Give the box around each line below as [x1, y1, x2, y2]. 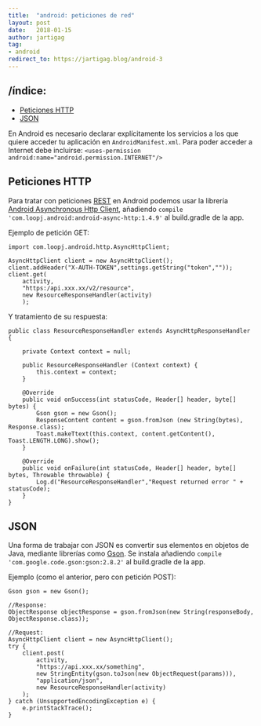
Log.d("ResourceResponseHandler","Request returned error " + [36, 478, 244, 486]
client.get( [8, 270, 47, 279]
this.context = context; [36, 368, 118, 376]
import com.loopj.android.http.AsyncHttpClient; [8, 243, 170, 251]
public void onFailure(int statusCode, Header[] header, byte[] [22, 464, 237, 472]
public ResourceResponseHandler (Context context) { [22, 361, 198, 369]
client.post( [22, 649, 65, 658]
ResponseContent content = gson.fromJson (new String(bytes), [36, 416, 244, 424]
